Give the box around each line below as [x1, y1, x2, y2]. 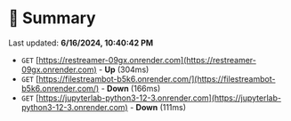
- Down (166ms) [101, 83, 161, 93]
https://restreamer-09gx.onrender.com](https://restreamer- [38, 54, 257, 65]
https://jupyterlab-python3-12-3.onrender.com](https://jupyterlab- [38, 93, 282, 103]
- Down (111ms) [129, 101, 187, 112]
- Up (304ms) [98, 64, 150, 75]
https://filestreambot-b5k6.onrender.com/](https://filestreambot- [38, 73, 276, 84]
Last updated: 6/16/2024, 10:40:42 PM [8, 37, 154, 48]
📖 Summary [8, 8, 96, 28]
